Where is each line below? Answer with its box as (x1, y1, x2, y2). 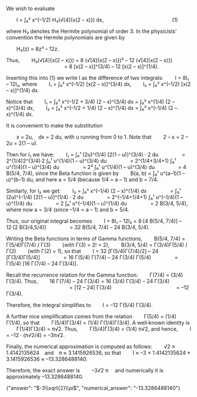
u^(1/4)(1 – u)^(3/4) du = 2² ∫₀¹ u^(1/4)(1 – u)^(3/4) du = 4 (6, 164, 187, 170)
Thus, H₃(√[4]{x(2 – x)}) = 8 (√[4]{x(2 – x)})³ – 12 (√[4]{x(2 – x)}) (6, 57, 173, 63)
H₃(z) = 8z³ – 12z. (16, 45, 59, 52)
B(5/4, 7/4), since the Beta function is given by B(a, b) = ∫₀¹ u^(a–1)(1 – (6, 170, 185, 177)
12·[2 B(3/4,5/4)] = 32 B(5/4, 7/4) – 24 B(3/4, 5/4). (6, 224, 150, 231)
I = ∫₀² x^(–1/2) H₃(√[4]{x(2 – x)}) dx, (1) (16, 16, 178, 23)
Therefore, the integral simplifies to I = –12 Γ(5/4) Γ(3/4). (6, 302, 153, 308)
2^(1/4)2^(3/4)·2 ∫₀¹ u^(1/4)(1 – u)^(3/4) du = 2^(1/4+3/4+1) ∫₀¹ (6, 157, 176, 164)
